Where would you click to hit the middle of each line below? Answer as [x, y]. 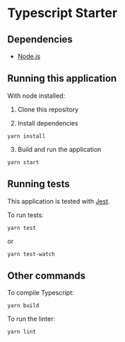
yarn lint [22, 332]
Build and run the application [59, 149]
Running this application [62, 78]
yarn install [26, 136]
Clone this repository [48, 109]
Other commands [47, 276]
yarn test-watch [31, 254]
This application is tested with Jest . [59, 201]
